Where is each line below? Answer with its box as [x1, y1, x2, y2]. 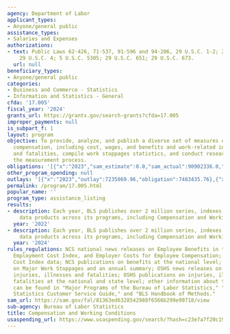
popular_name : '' [7, 189, 57, 195]
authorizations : [7, 42, 53, 49]
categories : [7, 80, 41, 87]
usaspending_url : [7, 316, 57, 323]
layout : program [7, 131, 53, 138]
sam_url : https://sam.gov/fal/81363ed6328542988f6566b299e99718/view [7, 297, 210, 304]
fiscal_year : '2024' [7, 106, 66, 112]
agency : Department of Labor [7, 10, 90, 17]
